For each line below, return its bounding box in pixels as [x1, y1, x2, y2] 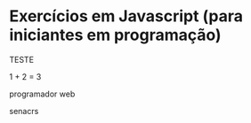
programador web [9, 88, 76, 99]
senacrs [9, 105, 39, 116]
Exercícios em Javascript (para [9, 6, 243, 27]
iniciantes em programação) [9, 25, 222, 45]
